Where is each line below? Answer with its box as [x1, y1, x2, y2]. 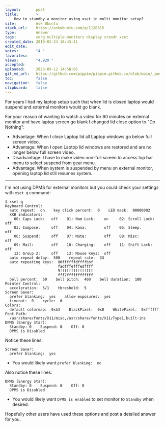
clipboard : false [5, 85, 48, 90]
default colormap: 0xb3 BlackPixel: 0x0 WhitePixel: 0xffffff [9, 307, 160, 312]
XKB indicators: [9, 212, 43, 217]
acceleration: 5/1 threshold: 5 [9, 285, 87, 290]
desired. [12, 401, 29, 407]
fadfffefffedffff [57, 264, 93, 269]
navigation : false [5, 80, 48, 85]
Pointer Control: [5, 281, 41, 286]
